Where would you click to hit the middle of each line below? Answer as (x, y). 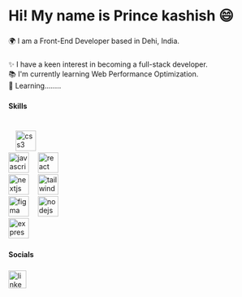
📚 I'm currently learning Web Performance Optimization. (104, 74)
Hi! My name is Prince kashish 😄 (121, 16)
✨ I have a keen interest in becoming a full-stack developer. (108, 64)
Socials (21, 254)
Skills (18, 106)
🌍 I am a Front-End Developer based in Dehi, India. (94, 41)
